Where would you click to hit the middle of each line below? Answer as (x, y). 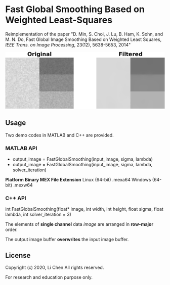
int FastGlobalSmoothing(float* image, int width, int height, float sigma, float (84, 209)
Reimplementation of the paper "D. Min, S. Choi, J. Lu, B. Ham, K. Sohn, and (84, 34)
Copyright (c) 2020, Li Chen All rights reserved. (55, 268)
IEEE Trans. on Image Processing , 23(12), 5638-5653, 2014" (68, 44)
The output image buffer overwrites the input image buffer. (67, 240)
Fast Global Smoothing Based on (75, 9)
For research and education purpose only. (49, 277)
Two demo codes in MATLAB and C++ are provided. (59, 135)
